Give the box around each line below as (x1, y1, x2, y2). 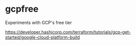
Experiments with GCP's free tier (5, 20, 72, 25)
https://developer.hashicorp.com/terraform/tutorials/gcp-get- (5, 29, 131, 35)
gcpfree (5, 3, 39, 15)
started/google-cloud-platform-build (5, 34, 80, 40)
